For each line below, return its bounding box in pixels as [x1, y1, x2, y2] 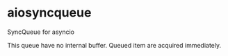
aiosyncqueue [7, 5, 92, 21]
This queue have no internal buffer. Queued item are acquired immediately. [7, 41, 222, 49]
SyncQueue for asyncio [7, 28, 75, 36]
